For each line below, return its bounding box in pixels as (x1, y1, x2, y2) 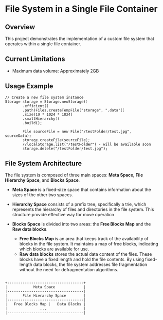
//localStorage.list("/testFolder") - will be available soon (22, 142, 151, 147)
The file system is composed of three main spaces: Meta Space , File (5, 172, 144, 178)
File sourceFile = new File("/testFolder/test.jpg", (22, 129, 132, 134)
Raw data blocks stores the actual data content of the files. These (19, 251, 152, 257)
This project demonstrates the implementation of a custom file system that (5, 36, 155, 41)
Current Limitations (5, 55, 66, 63)
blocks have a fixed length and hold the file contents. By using (19, 257, 145, 263)
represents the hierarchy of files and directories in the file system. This (12, 207, 154, 212)
